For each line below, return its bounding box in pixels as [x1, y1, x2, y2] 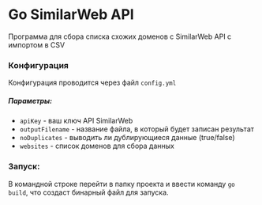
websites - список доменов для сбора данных [19, 141, 175, 151]
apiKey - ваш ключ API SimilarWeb [19, 116, 133, 126]
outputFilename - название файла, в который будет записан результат [19, 124, 255, 134]
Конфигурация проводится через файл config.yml [8, 78, 177, 88]
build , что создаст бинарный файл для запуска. [8, 188, 169, 197]
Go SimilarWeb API [8, 6, 134, 24]
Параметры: [8, 96, 53, 105]
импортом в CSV [8, 40, 65, 49]
